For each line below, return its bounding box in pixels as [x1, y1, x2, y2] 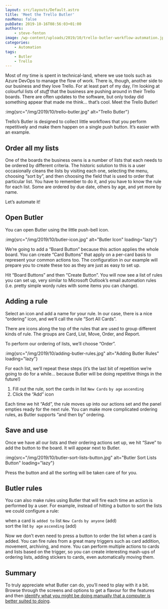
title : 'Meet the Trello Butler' [5, 12, 75, 17]
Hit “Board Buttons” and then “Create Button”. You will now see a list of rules [5, 272, 162, 278]
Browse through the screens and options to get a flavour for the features [5, 587, 154, 593]
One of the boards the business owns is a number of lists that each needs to [5, 157, 162, 163]
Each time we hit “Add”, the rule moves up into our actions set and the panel [5, 401, 161, 407]
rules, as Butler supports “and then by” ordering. [5, 411, 105, 417]
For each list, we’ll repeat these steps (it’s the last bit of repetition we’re [5, 365, 151, 372]
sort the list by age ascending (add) [5, 523, 76, 529]
